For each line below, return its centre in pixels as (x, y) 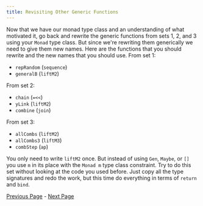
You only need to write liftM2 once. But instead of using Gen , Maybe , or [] (98, 158)
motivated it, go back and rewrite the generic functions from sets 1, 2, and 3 (101, 36)
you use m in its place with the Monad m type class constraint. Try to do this (99, 165)
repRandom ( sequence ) (41, 67)
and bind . (18, 184)
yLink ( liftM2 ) (33, 104)
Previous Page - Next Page (40, 196)
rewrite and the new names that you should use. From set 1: (81, 55)
